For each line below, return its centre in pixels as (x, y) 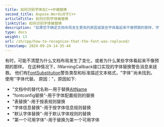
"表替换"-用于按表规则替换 (39, 101)
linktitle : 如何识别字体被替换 (33, 23)
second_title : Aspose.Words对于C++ (41, 14)
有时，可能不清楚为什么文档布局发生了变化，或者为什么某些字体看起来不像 (80, 60)
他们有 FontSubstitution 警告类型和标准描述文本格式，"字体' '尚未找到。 (85, 73)
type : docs (16, 32)
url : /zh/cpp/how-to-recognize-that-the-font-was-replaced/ (68, 42)
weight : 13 (16, 37)
